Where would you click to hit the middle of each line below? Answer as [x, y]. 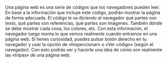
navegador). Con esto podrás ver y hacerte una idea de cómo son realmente [84, 50]
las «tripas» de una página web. [38, 55]
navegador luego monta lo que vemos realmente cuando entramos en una [81, 34]
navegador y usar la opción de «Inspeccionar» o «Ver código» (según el [79, 44]
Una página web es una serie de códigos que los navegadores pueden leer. [83, 7]
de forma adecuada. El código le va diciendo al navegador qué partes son [81, 18]
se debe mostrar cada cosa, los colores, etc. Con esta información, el [77, 28]
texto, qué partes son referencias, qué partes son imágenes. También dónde [84, 23]
